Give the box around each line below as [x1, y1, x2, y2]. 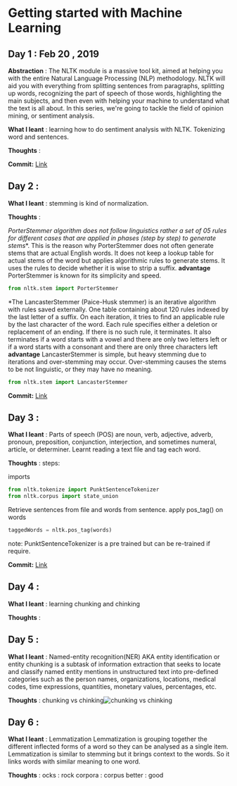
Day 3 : [8, 411, 39, 423]
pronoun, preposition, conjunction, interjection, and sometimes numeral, [8, 438, 217, 447]
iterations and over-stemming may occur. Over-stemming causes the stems [8, 357, 227, 366]
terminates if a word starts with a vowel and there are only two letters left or [8, 335, 228, 343]
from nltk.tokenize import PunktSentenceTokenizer [8, 486, 160, 494]
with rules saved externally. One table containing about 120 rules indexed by [8, 305, 229, 313]
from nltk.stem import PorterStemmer [8, 285, 119, 292]
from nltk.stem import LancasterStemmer [8, 378, 129, 385]
